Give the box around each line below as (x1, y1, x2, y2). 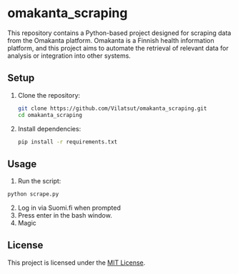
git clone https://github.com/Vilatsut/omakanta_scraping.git (17, 105, 207, 112)
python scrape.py (7, 191, 59, 198)
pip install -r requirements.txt (17, 138, 118, 146)
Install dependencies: (17, 124, 81, 133)
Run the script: (17, 177, 61, 186)
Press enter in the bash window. (17, 211, 112, 220)
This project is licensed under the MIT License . (7, 258, 146, 267)
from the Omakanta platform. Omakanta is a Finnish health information (7, 36, 214, 44)
